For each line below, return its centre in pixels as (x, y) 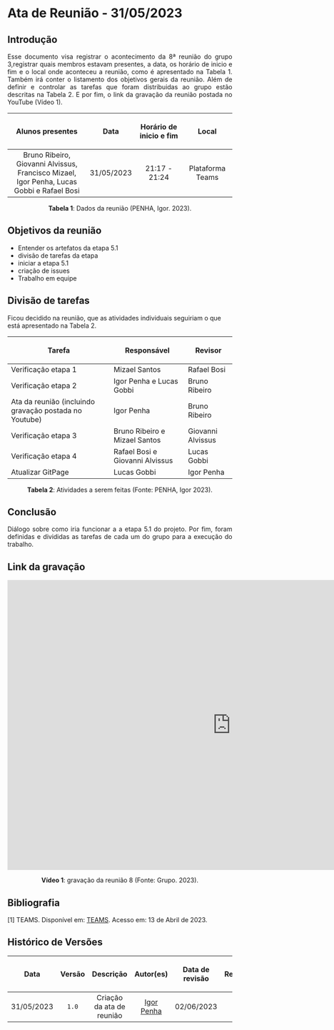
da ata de (110, 1006)
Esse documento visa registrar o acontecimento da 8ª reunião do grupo (120, 56)
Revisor (208, 350)
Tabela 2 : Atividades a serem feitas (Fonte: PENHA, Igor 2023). (120, 490)
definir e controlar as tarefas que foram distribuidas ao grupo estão (120, 87)
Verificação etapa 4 (44, 456)
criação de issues (44, 271)
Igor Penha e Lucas (146, 381)
